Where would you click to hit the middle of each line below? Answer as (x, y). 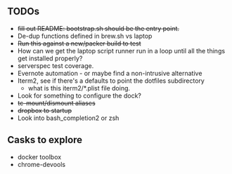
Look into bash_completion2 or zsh (68, 118)
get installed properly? (50, 58)
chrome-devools (41, 164)
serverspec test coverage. (56, 65)
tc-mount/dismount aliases (57, 103)
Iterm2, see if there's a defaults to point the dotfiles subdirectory (111, 81)
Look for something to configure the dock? (79, 95)
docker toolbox (39, 156)
